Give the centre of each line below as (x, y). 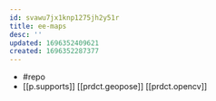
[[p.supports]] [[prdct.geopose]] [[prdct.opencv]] (115, 87)
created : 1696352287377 (54, 51)
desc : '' (26, 34)
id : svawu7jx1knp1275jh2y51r (64, 18)
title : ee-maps (38, 26)
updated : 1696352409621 (54, 43)
